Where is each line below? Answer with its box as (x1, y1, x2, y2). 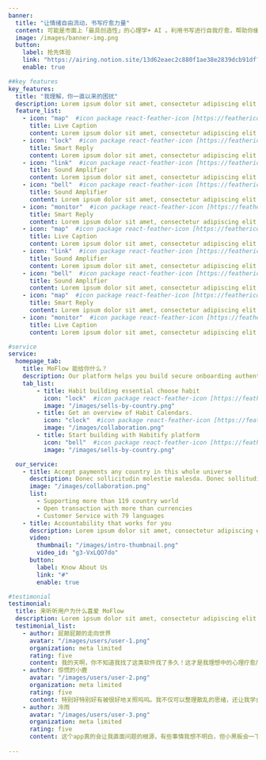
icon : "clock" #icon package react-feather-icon (43, 416, 211, 424)
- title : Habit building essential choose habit (36, 386, 200, 395)
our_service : (15, 460, 59, 468)
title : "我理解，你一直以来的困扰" (15, 92, 119, 100)
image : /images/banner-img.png (15, 33, 119, 42)
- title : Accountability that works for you (22, 519, 172, 528)
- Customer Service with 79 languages (36, 512, 165, 520)
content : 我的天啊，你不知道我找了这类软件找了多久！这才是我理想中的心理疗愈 (28, 659, 256, 667)
